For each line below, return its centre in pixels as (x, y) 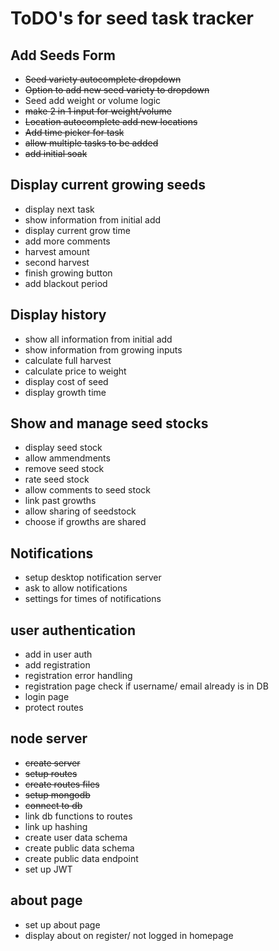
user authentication (73, 630)
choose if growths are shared (85, 522)
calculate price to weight (75, 371)
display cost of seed (66, 381)
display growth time (65, 392)
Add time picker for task (74, 132)
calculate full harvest (68, 360)
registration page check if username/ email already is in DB (146, 686)
